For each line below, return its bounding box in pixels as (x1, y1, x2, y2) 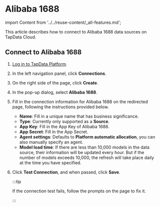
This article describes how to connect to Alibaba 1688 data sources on (5, 29, 147, 34)
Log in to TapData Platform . (12, 61, 67, 67)
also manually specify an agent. (19, 139, 83, 145)
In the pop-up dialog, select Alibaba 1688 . (12, 89, 98, 95)
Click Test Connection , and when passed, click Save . (12, 169, 120, 175)
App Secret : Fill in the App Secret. (19, 129, 89, 135)
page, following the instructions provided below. (12, 103, 109, 110)
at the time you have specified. (19, 159, 81, 166)
